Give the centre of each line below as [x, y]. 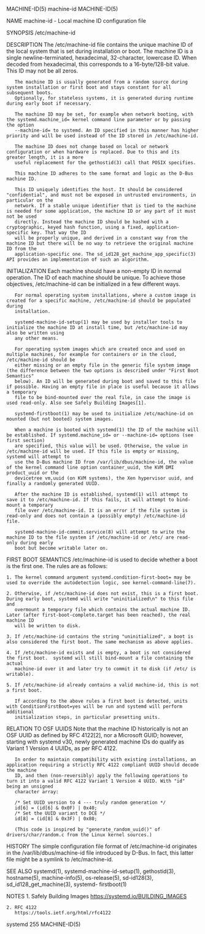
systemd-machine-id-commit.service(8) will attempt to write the [100, 532]
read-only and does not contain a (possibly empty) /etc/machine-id [96, 516]
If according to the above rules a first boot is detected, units [101, 701]
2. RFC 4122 [21, 908]
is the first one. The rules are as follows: [57, 566]
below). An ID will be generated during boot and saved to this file [105, 381]
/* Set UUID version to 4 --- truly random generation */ [90, 802]
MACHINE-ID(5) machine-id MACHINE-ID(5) [62, 9]
